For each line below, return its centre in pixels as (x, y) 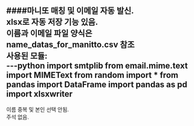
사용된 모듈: (27, 56)
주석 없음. (18, 117)
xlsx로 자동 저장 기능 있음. (52, 22)
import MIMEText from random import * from (92, 75)
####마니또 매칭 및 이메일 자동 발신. (70, 11)
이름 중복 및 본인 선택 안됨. (38, 109)
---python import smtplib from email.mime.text (97, 66)
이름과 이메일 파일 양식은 (49, 33)
